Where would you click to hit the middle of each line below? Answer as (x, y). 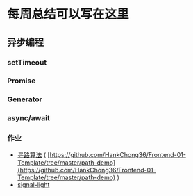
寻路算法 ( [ (33, 154)
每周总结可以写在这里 (68, 14)
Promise (22, 81)
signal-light (33, 184)
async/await (28, 118)
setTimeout (27, 62)
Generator (25, 99)
